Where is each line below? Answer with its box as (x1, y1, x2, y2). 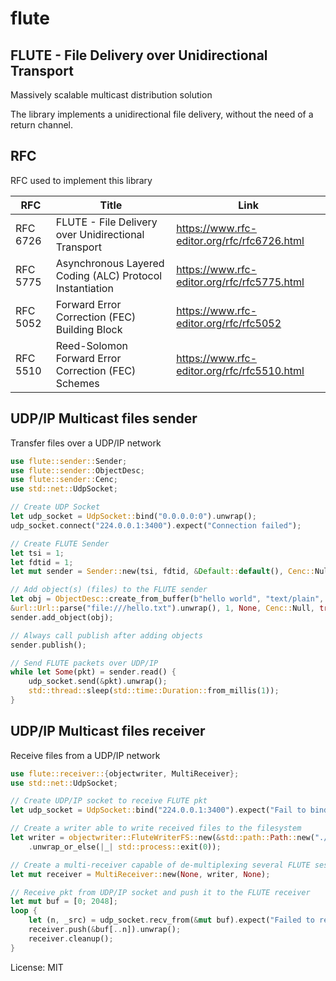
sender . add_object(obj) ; (10, 612, 114, 622)
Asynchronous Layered (55, 256, 165, 270)
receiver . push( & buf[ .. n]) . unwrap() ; (28, 925, 182, 935)
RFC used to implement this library (10, 174, 153, 186)
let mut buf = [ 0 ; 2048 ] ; (10, 897, 118, 907)
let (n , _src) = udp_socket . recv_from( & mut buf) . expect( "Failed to (28, 915, 315, 926)
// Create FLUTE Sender (10, 538, 110, 549)
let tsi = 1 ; (10, 548, 65, 558)
